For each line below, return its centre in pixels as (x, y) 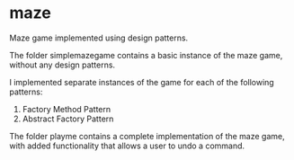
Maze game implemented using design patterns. (99, 38)
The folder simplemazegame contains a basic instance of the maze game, (146, 55)
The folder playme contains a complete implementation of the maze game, (147, 136)
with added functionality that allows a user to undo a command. (127, 146)
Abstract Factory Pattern (68, 119)
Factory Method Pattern (67, 109)
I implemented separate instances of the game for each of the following (142, 82)
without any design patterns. (62, 65)
